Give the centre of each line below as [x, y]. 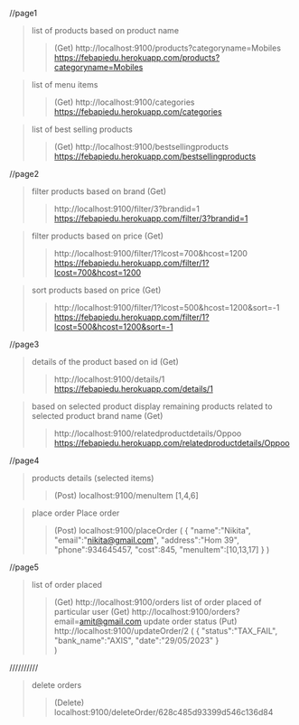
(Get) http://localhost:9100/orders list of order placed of [158, 602]
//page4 [24, 460]
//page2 [24, 174]
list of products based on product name [105, 30]
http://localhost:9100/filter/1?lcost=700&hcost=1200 [151, 253]
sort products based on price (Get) [96, 290]
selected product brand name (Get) [97, 416]
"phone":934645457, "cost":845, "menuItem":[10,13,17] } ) [162, 549]
